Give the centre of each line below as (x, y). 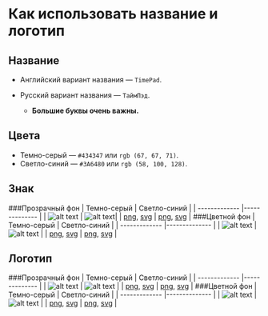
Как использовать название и (113, 14)
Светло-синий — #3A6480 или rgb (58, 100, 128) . (104, 163)
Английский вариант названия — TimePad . (91, 80)
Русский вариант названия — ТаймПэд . (85, 95)
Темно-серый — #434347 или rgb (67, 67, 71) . (99, 155)
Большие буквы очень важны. (85, 110)
